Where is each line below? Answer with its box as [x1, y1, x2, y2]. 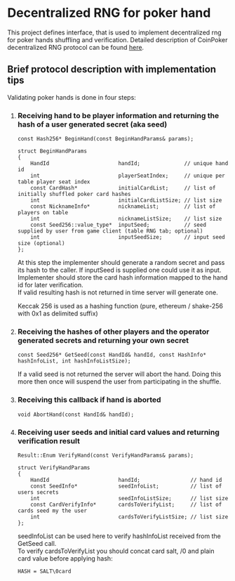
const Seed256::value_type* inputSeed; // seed [30, 221, 207, 229]
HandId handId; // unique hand [30, 160, 229, 167]
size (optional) [17, 240, 65, 247]
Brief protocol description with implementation [7, 63, 216, 75]
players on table [17, 209, 69, 216]
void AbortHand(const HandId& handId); [17, 411, 135, 418]
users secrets [17, 488, 59, 496]
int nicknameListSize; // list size [30, 216, 222, 223]
